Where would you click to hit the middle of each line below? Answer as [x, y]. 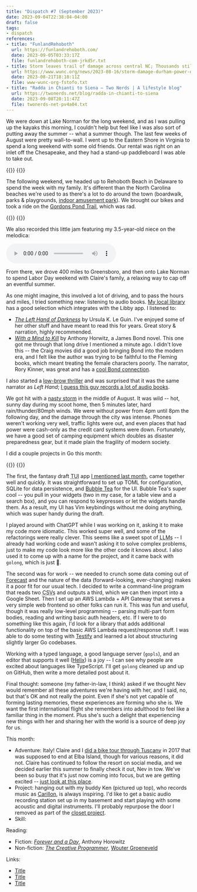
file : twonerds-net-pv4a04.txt [50, 104]
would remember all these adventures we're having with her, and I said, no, [97, 690]
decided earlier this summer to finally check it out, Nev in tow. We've [97, 769]
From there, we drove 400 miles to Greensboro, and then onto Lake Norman [98, 271]
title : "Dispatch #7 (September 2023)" [55, 11]
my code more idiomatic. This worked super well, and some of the [86, 531]
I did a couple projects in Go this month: [54, 453]
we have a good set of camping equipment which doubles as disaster [90, 436]
